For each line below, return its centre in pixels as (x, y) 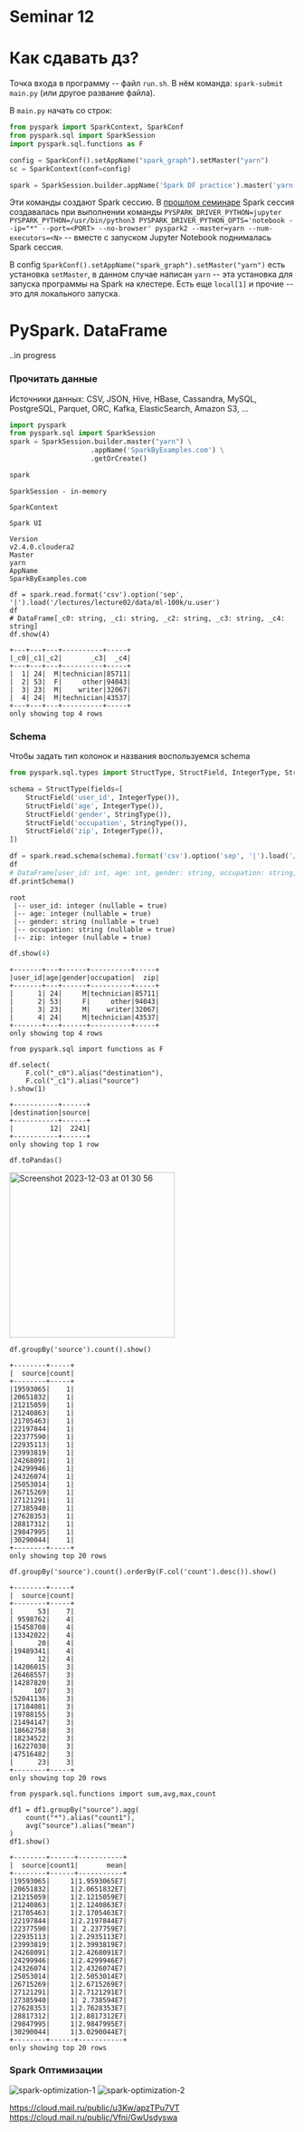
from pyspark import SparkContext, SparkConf (96, 127)
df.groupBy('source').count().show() (81, 1349)
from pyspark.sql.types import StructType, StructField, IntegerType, (145, 773)
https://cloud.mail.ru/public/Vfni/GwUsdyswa (94, 2117)
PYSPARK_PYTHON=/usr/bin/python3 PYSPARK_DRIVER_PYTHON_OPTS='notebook (147, 221)
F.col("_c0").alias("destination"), (95, 1073)
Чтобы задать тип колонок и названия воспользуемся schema (130, 756)
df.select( (30, 1065)
